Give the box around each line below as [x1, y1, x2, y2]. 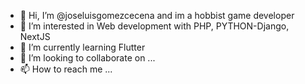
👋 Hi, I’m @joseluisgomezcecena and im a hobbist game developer [19, 10, 295, 21]
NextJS [19, 31, 51, 42]
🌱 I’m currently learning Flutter [19, 41, 146, 53]
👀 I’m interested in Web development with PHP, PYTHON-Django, [19, 20, 290, 32]
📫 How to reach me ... [19, 63, 113, 75]
